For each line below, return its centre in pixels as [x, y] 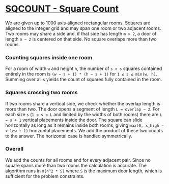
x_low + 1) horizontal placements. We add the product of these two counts [84, 130]
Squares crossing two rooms [41, 93]
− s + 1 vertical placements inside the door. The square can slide [74, 120]
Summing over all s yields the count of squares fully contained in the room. [84, 80]
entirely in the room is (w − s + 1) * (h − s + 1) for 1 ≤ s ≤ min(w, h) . [81, 74]
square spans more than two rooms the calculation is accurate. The [76, 165]
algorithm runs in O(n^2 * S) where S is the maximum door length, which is [84, 171]
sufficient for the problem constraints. [45, 176]
